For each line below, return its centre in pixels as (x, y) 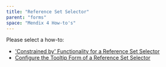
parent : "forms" (26, 17)
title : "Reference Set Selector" (48, 12)
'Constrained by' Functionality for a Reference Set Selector (87, 51)
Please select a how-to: (35, 40)
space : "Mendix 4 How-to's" (41, 23)
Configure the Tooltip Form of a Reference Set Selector (83, 58)
